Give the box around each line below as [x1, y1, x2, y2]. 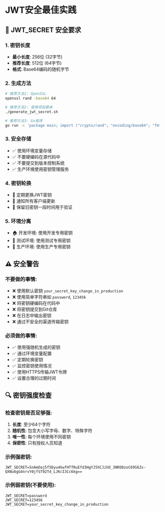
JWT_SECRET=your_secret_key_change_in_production [5, 502, 109, 507]
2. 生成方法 [5, 79, 31, 86]
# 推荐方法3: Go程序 [5, 118, 43, 123]
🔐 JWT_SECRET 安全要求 [5, 26, 82, 34]
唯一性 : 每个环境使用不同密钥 [12, 433, 71, 439]
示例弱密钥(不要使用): [5, 482, 56, 489]
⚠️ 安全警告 [5, 260, 39, 268]
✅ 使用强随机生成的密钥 [12, 344, 60, 351]
